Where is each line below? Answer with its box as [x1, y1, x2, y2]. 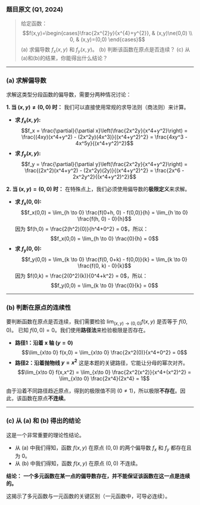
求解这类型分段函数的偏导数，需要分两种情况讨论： [6, 91, 132, 98]
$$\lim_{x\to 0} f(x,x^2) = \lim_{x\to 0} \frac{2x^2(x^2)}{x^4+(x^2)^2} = [17, 369, 192, 376]
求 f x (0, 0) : [14, 198, 42, 207]
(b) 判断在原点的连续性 [6, 303, 71, 311]
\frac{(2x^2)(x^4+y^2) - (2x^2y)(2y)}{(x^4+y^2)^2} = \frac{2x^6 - [24, 167, 185, 174]
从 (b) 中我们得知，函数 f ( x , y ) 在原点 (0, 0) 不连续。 [14, 460, 141, 467]
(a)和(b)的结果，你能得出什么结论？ [20, 55, 108, 62]
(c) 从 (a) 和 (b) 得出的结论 [6, 417, 82, 425]
